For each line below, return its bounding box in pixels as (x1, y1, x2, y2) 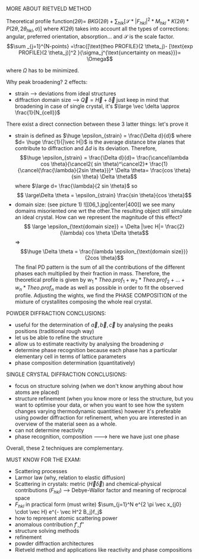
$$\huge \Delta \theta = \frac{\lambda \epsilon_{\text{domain (20, 248, 170, 255)
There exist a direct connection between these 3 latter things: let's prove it (6, 120, 189, 128)
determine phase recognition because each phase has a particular (14, 346, 178, 353)
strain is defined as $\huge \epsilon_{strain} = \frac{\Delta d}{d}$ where (14, 132, 192, 139)
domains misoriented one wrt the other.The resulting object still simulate (14, 207, 192, 215)
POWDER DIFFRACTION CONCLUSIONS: (6, 309, 106, 316)
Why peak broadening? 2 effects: (6, 79, 88, 86)
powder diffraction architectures (14, 540, 94, 547)
